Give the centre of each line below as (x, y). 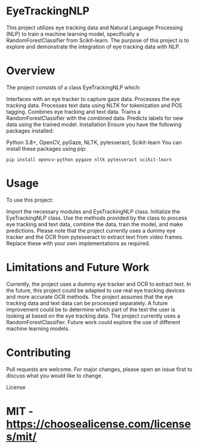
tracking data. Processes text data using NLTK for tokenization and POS (95, 105)
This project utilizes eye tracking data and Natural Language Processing (95, 28)
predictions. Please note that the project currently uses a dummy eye (91, 230)
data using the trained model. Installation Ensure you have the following (94, 124)
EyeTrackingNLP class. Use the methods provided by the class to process (97, 218)
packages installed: (30, 130)
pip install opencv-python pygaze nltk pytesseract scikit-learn (89, 160)
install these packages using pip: (47, 148)
